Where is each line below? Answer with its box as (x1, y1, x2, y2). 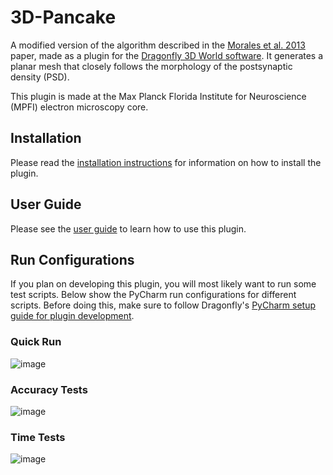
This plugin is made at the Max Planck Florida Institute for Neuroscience (10, 90, 307, 102)
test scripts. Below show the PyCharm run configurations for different (10, 289, 297, 301)
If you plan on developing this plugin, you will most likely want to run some (10, 278, 317, 290)
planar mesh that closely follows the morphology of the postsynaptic (10, 60, 293, 72)
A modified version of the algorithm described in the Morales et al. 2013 (10, 39, 306, 51)
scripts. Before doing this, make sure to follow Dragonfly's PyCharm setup (10, 299, 316, 311)
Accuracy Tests (10, 382, 88, 396)
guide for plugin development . (10, 310, 135, 322)
